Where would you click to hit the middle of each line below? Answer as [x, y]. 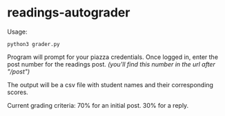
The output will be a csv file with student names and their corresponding [110, 84]
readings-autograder [69, 13]
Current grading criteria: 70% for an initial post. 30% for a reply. [98, 105]
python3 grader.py [33, 44]
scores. [18, 92]
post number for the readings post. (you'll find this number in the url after [111, 64]
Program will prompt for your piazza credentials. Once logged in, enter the [113, 57]
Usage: [17, 32]
